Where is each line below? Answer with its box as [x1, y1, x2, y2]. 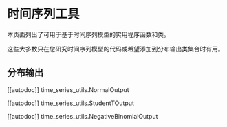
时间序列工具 [7, 6, 80, 22]
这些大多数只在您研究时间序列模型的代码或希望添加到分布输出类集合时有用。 [7, 45, 224, 53]
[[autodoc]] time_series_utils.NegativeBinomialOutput [7, 112, 158, 120]
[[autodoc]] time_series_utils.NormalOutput [7, 85, 129, 93]
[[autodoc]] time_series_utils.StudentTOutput [7, 99, 134, 107]
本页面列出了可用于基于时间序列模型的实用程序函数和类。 [7, 30, 170, 38]
